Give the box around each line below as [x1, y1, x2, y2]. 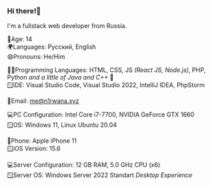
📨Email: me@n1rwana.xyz [7, 97, 79, 105]
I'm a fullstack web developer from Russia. [7, 22, 127, 30]
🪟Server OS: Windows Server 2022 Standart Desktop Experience [7, 171, 193, 179]
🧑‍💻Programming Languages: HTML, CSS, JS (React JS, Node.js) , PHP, [7, 66, 207, 74]
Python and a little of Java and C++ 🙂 [7, 73, 114, 82]
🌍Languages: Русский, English [7, 43, 96, 51]
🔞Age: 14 [7, 35, 33, 43]
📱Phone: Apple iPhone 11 [7, 137, 77, 145]
